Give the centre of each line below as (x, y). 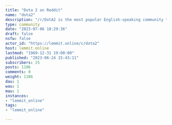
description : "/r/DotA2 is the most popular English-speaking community (84, 19)
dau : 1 (12, 81)
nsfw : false (18, 39)
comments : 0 (18, 72)
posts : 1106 (18, 67)
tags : (11, 106)
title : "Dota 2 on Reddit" (34, 10)
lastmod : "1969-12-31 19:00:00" (40, 53)
